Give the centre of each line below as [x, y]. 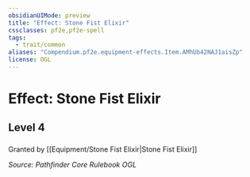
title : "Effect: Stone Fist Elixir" [69, 23]
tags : [17, 38]
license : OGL [30, 60]
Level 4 [27, 128]
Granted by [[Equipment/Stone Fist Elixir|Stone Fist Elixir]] [103, 149]
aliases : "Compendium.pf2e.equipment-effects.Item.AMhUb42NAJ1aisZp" [126, 52]
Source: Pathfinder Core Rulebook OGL [73, 165]
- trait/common [40, 45]
